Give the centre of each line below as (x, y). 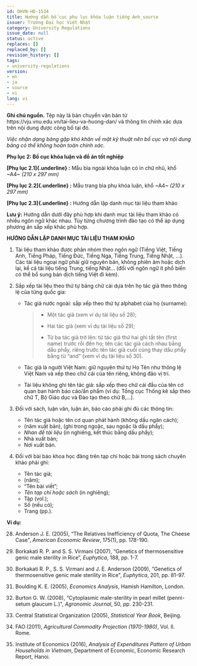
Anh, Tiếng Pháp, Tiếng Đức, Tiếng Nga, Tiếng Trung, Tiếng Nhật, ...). (99, 256)
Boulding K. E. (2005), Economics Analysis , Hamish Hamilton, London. (100, 586)
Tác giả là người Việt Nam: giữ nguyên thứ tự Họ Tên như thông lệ (103, 367)
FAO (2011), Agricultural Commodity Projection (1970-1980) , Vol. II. (95, 626)
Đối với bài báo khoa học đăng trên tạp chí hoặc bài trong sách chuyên (100, 456)
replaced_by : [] (26, 50)
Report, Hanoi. (32, 657)
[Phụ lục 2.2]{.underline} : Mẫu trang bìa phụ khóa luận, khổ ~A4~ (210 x (96, 186)
